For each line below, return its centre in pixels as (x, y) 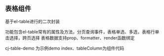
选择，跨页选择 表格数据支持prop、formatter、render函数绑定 (72, 37)
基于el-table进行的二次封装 (33, 21)
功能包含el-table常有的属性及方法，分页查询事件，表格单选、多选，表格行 (80, 32)
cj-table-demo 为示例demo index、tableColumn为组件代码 (65, 48)
